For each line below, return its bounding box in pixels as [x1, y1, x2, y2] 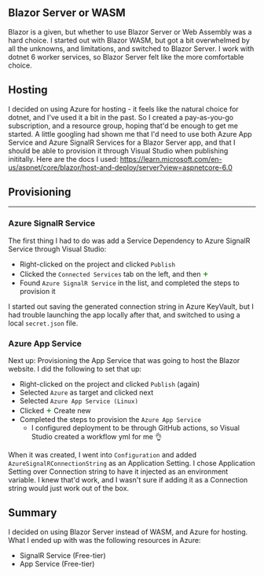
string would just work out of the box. [8, 483, 130, 493]
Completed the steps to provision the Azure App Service [19, 415, 202, 424]
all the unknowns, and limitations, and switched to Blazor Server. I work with [8, 43, 255, 53]
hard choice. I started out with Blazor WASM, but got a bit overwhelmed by [8, 35, 250, 45]
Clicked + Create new [19, 405, 92, 416]
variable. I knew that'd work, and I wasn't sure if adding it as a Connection [8, 475, 248, 485]
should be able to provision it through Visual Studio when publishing [8, 145, 229, 156]
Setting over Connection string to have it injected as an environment [8, 467, 229, 476]
